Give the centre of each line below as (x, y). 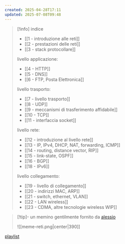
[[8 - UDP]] (36, 104)
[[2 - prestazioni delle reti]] (52, 44)
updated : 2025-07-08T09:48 (33, 15)
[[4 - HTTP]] (37, 69)
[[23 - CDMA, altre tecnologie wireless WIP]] (71, 207)
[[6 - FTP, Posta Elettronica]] (54, 79)
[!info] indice (30, 29)
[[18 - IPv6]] (37, 166)
